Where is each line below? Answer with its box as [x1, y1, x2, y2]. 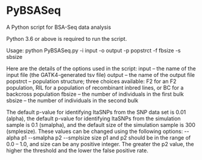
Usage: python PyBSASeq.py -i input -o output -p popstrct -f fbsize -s [6, 46, 181, 54]
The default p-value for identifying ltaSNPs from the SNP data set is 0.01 [6, 108, 186, 115]
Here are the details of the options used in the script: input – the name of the [6, 64, 196, 72]
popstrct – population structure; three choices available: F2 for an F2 [6, 78, 177, 85]
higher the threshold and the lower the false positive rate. [6, 147, 149, 154]
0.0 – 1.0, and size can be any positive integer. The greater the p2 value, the [6, 140, 194, 147]
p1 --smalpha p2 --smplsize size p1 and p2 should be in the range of [21, 134, 191, 141]
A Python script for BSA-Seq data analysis [6, 23, 112, 31]
